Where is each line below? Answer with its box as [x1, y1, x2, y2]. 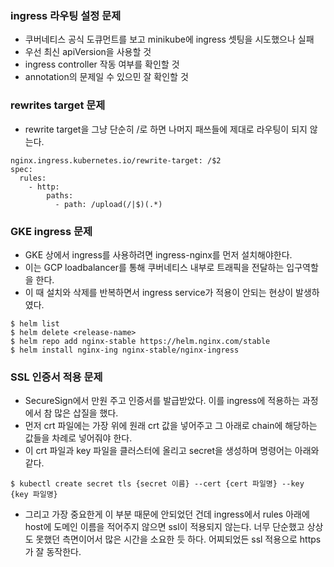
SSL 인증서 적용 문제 [10, 370, 103, 384]
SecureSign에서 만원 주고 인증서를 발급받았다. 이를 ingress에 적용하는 [24, 395, 300, 407]
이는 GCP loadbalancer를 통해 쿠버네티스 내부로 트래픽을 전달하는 [24, 261, 285, 273]
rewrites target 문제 [10, 98, 106, 112]
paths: [46, 190, 74, 201]
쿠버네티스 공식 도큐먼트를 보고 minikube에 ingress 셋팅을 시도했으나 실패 [24, 33, 315, 46]
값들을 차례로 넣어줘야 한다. [24, 432, 133, 444]
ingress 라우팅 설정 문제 [10, 8, 122, 22]
